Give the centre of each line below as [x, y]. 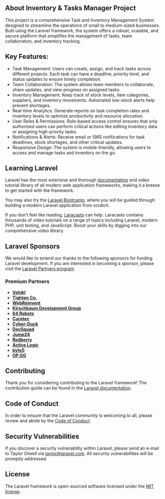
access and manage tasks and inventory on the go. [64, 152]
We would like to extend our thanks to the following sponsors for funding [79, 258]
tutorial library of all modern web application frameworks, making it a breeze [82, 185]
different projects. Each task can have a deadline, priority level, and [81, 74]
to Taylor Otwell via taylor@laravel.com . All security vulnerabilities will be [79, 453]
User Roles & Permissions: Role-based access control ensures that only [85, 121]
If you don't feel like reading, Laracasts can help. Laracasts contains [74, 215]
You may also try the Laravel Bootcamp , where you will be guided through [80, 200]
